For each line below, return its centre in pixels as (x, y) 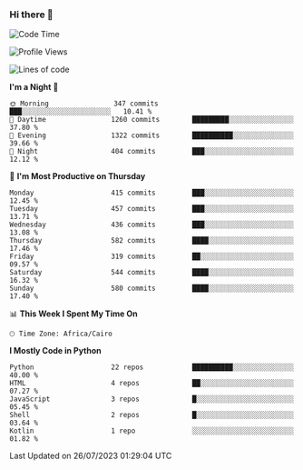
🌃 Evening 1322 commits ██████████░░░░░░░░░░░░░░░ (152, 135)
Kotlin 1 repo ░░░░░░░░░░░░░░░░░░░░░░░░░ (152, 431)
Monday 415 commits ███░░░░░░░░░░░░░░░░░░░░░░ (152, 193)
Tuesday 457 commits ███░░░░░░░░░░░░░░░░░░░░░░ (152, 209)
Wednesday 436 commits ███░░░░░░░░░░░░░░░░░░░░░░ (152, 225)
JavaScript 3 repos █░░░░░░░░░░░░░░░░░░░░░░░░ (152, 399)
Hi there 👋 (32, 15)
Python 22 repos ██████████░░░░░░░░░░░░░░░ (152, 367)
